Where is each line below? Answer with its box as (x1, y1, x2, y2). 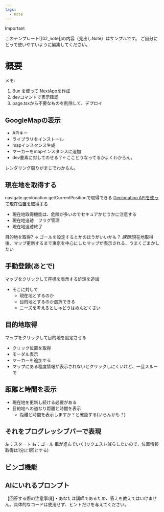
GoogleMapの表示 (5, 116, 61, 124)
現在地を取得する (5, 181, 57, 189)
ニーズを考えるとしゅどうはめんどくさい (19, 305, 101, 311)
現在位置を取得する (9, 201, 48, 207)
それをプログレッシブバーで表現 (5, 427, 101, 435)
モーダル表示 (12, 351, 38, 357)
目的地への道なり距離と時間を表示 (12, 405, 81, 411)
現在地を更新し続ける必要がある (12, 399, 77, 405)
